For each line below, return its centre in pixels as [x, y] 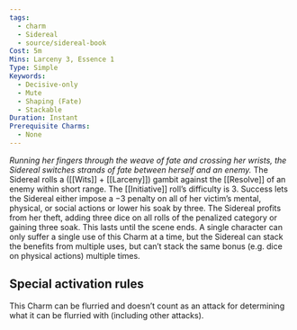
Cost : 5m [26, 51]
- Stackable [40, 110]
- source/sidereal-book [62, 43]
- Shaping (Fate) [50, 101]
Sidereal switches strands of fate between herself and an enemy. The [139, 169]
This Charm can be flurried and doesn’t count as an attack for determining [147, 306]
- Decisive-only [48, 85]
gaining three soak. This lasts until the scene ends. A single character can [146, 227]
